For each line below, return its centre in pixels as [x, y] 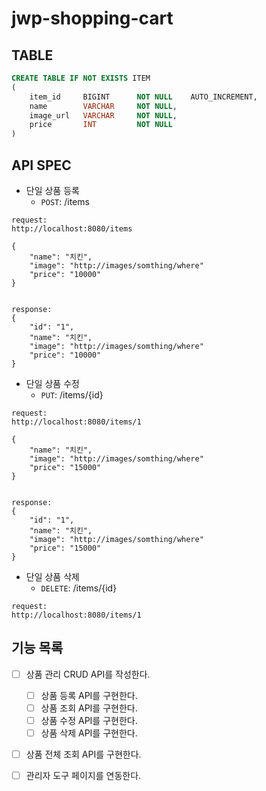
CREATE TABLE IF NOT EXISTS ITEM [81, 78]
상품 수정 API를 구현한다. [89, 720]
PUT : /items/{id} [72, 394]
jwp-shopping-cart [92, 18]
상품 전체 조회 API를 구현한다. [83, 754]
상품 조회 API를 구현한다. [89, 708]
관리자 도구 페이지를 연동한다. [83, 776]
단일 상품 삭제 [52, 576]
